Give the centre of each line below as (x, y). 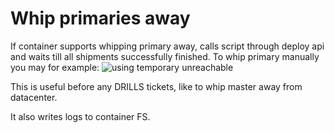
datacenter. (34, 97)
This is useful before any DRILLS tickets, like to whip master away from (156, 86)
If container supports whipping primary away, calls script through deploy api (167, 46)
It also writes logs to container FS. (80, 116)
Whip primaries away (100, 18)
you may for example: (55, 67)
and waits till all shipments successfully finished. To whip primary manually (165, 56)
